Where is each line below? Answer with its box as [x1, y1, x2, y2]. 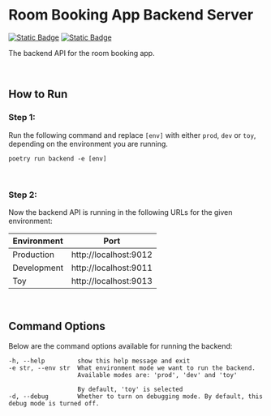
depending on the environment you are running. [8, 139, 169, 148]
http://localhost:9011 [71, 262, 153, 273]
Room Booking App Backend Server [8, 6, 254, 24]
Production [12, 249, 55, 260]
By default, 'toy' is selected [77, 385, 183, 393]
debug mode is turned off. [8, 399, 100, 407]
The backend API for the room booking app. [8, 48, 156, 58]
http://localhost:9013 [71, 275, 153, 286]
